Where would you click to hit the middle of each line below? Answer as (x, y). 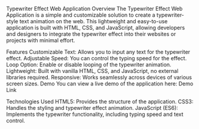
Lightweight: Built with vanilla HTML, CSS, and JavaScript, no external (92, 71)
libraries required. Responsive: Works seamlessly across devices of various (99, 77)
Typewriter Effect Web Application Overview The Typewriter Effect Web (94, 9)
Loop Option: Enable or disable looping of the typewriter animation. (89, 64)
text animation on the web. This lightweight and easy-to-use (94, 21)
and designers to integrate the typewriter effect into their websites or (91, 34)
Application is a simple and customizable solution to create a (81, 15)
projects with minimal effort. (41, 40)
